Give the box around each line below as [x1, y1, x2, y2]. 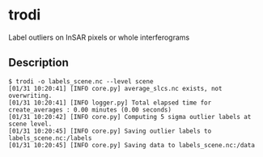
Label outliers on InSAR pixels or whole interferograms [8, 32, 190, 42]
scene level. [8, 120, 53, 128]
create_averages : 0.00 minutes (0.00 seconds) [8, 105, 172, 114]
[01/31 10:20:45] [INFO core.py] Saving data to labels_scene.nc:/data [8, 141, 255, 149]
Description [8, 56, 69, 70]
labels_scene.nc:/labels [8, 134, 92, 142]
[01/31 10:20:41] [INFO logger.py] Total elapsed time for [8, 99, 212, 107]
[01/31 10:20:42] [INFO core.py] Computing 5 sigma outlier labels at [8, 112, 252, 121]
